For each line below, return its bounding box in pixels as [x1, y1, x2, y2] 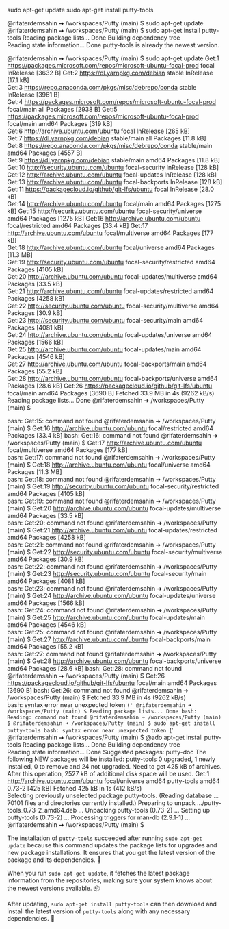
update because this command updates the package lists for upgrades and [7, 841, 217, 849]
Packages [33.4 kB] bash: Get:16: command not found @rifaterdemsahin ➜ [7, 432, 218, 439]
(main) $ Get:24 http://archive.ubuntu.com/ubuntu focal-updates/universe [7, 592, 216, 599]
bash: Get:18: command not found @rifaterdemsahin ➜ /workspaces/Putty [7, 475, 217, 483]
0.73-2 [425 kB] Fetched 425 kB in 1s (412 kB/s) [7, 784, 142, 792]
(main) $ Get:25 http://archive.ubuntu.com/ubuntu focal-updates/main [7, 613, 205, 621]
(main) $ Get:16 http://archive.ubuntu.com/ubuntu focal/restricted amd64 [7, 424, 214, 432]
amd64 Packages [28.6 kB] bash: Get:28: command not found [7, 665, 183, 672]
